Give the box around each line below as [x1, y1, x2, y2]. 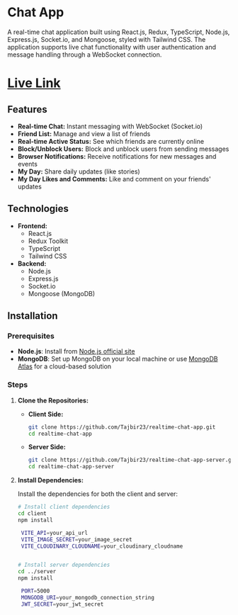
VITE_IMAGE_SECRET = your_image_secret [21, 536, 132, 543]
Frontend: [17, 221, 47, 230]
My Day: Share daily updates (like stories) [17, 167, 140, 176]
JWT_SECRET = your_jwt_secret [21, 600, 104, 608]
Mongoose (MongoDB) [28, 289, 96, 298]
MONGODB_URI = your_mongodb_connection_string [21, 594, 154, 601]
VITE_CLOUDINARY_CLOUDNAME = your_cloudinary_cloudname [21, 543, 183, 550]
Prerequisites [7, 331, 55, 341]
